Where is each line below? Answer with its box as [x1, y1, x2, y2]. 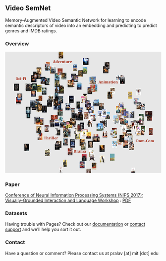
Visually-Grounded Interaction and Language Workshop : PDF [5, 197, 131, 203]
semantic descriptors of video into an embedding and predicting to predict [5, 22, 157, 28]
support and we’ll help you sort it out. [5, 226, 81, 233]
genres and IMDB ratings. [5, 27, 57, 34]
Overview [5, 40, 29, 47]
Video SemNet [5, 4, 51, 12]
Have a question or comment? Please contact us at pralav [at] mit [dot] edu [5, 250, 159, 256]
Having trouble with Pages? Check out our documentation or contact [5, 221, 145, 227]
